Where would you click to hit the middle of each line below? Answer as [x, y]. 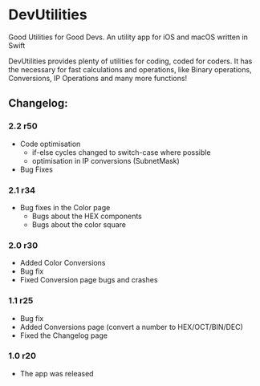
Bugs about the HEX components [87, 216]
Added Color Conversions [63, 263]
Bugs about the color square [79, 224]
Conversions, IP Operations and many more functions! [97, 78]
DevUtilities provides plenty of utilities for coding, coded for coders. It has [130, 61]
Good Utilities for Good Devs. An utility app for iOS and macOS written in [128, 37]
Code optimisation [50, 144]
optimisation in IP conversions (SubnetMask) [106, 160]
